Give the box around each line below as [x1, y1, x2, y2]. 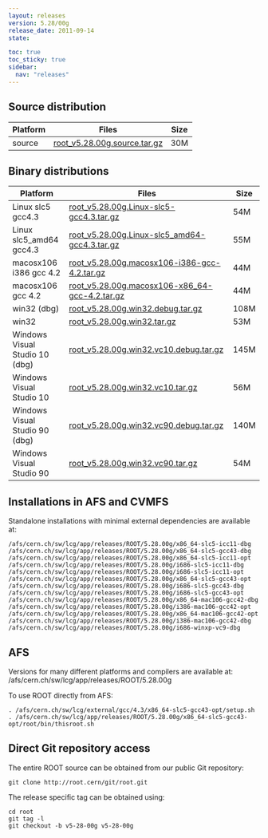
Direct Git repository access [8, 741, 151, 755]
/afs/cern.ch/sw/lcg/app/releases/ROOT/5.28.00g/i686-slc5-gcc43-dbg [8, 582, 245, 591]
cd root [8, 808, 34, 816]
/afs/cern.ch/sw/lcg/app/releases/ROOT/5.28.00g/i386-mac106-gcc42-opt [8, 603, 251, 611]
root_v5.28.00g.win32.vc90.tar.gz [69, 458, 198, 469]
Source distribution [8, 101, 106, 114]
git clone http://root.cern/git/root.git [8, 778, 148, 786]
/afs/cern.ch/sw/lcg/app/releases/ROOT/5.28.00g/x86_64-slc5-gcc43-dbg [8, 547, 251, 555]
